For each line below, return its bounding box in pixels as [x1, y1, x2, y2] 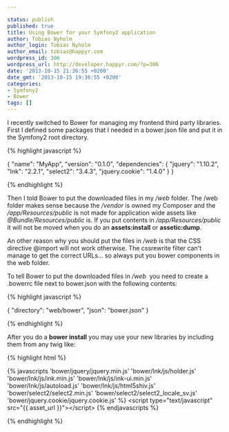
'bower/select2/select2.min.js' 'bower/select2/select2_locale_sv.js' [7, 389, 198, 397]
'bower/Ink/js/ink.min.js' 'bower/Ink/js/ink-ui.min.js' [7, 374, 152, 382]
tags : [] [7, 99, 32, 107]
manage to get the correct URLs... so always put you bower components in [7, 251, 220, 259]
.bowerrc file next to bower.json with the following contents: [7, 279, 177, 287]
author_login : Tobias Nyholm [7, 42, 91, 49]
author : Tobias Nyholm [7, 35, 72, 42]
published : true [7, 22, 54, 30]
